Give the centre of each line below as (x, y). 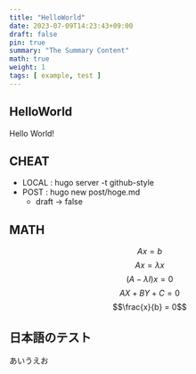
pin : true (28, 42)
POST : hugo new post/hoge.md (81, 192)
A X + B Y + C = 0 (150, 293)
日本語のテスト (50, 337)
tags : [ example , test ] (55, 76)
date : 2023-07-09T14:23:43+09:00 (71, 26)
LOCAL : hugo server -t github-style (88, 183)
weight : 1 (28, 68)
